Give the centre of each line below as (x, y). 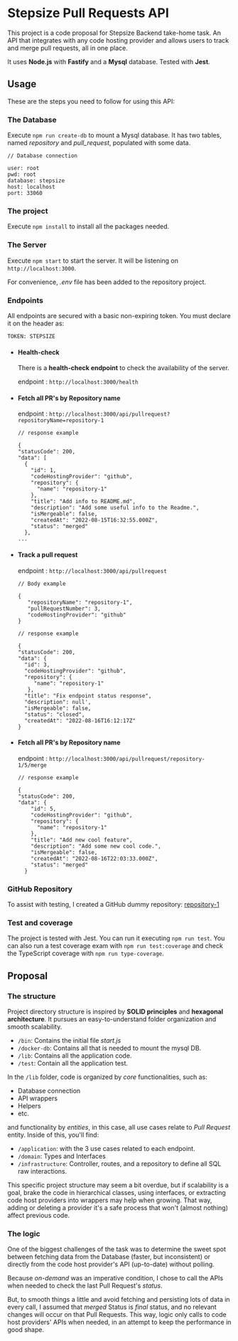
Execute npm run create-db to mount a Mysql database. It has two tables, (114, 135)
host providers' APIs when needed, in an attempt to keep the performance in (119, 1322)
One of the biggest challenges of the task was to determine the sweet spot (117, 1249)
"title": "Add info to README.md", (83, 502)
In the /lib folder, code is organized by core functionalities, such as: (107, 1077)
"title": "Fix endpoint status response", (88, 695)
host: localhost (31, 187)
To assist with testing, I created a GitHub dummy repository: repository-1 (113, 905)
